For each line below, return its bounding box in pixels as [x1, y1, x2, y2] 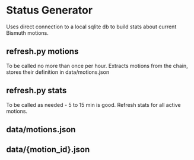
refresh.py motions [6, 47, 79, 57]
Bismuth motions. [6, 29, 49, 36]
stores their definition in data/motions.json [6, 68, 110, 76]
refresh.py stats [6, 86, 67, 96]
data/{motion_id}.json [6, 145, 90, 155]
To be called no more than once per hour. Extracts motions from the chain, [6, 62, 188, 69]
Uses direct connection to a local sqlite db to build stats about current [6, 23, 177, 30]
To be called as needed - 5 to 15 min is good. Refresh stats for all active [6, 101, 181, 108]
